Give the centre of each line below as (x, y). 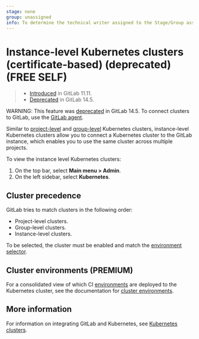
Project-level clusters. (41, 221)
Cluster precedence (44, 196)
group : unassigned (29, 17)
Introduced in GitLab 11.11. (61, 93)
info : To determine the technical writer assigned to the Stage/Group (95, 22)
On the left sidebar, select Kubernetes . (62, 177)
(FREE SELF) (37, 77)
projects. (17, 148)
